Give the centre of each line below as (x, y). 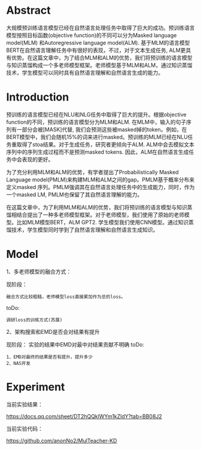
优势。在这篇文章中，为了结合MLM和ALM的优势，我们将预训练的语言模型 (102, 57)
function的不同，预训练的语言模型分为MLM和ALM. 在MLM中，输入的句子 (96, 122)
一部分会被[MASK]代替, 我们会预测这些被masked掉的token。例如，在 (102, 129)
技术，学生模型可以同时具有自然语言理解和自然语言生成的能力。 (85, 72)
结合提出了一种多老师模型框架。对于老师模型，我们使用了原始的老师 (100, 215)
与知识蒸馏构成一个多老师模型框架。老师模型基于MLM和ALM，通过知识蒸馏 (99, 65)
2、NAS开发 (19, 363)
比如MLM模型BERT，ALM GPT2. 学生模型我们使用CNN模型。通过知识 (103, 222)
